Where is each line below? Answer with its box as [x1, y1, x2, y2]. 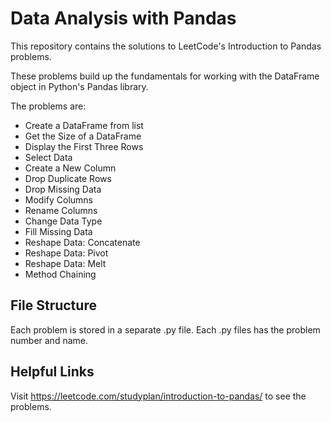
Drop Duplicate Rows [24, 172, 112, 184]
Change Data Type [24, 215, 103, 227]
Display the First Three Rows [24, 140, 144, 152]
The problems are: [10, 100, 87, 112]
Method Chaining [24, 268, 97, 280]
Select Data [24, 151, 73, 163]
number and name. [10, 334, 88, 346]
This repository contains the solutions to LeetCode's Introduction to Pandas [10, 40, 322, 52]
